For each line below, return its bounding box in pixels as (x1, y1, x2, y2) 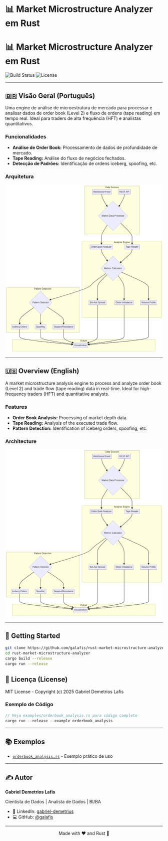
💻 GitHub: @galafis (12, 814, 53, 820)
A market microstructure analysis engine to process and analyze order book (5, 380, 161, 386)
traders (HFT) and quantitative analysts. (27, 391, 109, 397)
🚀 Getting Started (5, 631, 60, 640)
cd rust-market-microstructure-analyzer (5, 651, 91, 656)
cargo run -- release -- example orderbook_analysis (5, 718, 113, 723)
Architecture (5, 438, 37, 445)
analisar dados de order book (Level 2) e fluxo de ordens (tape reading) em (5, 110, 160, 116)
